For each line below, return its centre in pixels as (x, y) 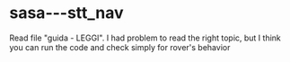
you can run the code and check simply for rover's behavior (120, 47)
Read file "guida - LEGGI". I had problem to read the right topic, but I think (145, 38)
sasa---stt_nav (66, 13)
